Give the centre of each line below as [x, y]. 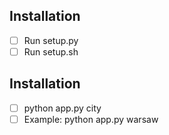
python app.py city [62, 108]
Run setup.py [51, 40]
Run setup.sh [51, 51]
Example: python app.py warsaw [91, 119]
